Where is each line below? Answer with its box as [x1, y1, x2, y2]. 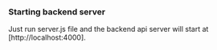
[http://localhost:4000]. [8, 33, 86, 42]
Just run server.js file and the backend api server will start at [8, 25, 209, 34]
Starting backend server [8, 6, 106, 17]
